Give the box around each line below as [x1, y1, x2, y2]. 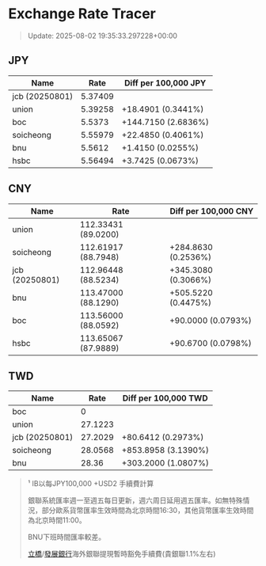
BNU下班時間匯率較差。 [27, 532, 105, 542]
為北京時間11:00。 [27, 515, 86, 525]
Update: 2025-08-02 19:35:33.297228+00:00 [27, 31, 178, 40]
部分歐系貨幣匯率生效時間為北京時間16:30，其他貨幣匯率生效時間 [41, 506, 254, 515]
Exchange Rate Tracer [8, 5, 157, 23]
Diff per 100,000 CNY [169, 205, 254, 216]
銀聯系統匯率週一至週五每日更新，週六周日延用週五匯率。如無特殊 [27, 496, 243, 505]
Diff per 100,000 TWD [122, 393, 208, 404]
